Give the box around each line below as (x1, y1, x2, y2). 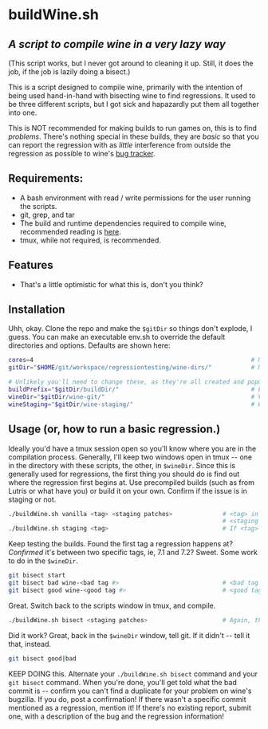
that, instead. (8, 639, 52, 648)
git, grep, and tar (19, 210, 76, 219)
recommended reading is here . (19, 227, 121, 236)
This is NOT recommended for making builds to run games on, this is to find (8, 124, 258, 132)
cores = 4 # (8, 357, 255, 364)
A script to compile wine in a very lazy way (8, 37, 226, 51)
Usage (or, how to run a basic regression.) (8, 423, 221, 436)
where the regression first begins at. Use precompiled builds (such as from (8, 477, 255, 487)
